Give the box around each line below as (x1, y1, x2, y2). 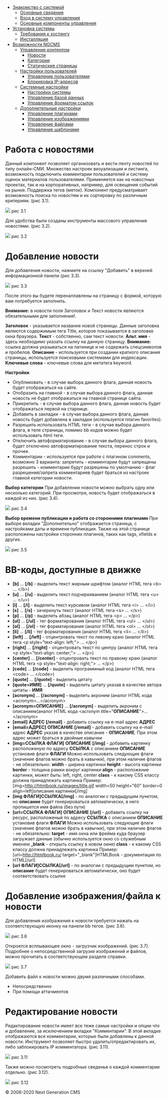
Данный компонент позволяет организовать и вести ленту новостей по (5, 160, 159, 166)
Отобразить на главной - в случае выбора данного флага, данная (12, 389, 153, 395)
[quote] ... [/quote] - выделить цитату (12, 676, 92, 682)
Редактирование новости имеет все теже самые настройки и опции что (5, 1022, 160, 1028)
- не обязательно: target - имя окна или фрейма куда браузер (12, 830, 145, 836)
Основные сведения (19, 9, 64, 15)
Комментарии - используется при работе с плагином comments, (12, 453, 151, 459)
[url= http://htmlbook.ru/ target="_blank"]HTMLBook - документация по (12, 851, 161, 857)
